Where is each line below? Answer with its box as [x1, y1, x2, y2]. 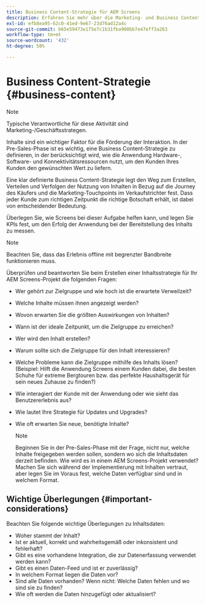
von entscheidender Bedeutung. [6, 202, 87, 209]
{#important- [101, 494, 153, 505]
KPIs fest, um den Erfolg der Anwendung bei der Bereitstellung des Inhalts [6, 220, 193, 228]
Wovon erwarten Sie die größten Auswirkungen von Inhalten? [15, 311, 170, 318]
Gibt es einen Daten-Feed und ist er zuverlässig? [15, 564, 138, 572]
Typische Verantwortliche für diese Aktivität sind [6, 120, 129, 127]
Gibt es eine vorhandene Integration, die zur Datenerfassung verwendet [15, 551, 196, 559]
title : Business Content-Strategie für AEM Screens [6, 9, 140, 15]
